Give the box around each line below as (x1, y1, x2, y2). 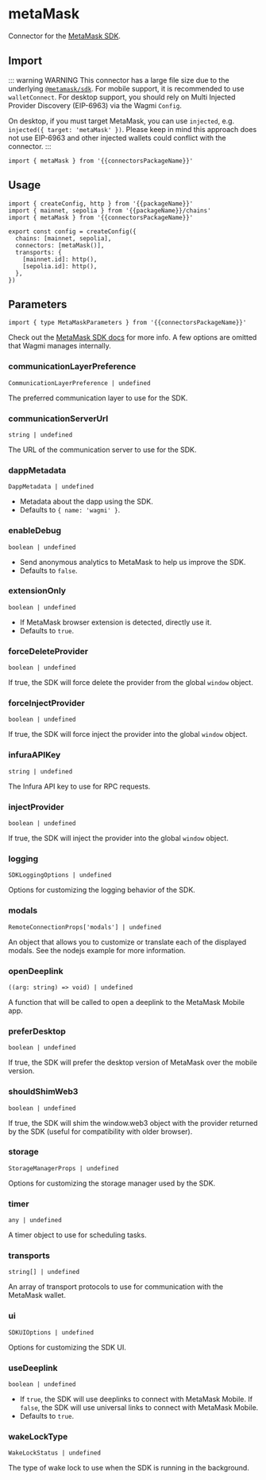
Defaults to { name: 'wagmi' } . (19, 505, 121, 515)
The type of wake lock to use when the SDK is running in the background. (8, 1463, 250, 1473)
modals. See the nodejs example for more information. (8, 945, 187, 955)
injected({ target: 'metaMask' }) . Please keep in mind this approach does (8, 124, 257, 134)
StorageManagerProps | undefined (8, 1164, 119, 1172)
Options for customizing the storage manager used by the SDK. (8, 1178, 216, 1188)
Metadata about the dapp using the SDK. (19, 497, 153, 506)
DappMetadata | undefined (8, 483, 94, 491)
